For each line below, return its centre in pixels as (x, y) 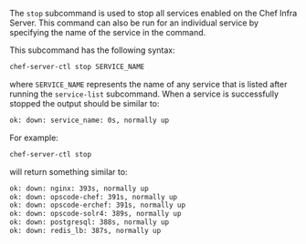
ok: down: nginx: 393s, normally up (79, 188)
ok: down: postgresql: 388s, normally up (90, 222)
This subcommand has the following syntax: (92, 50)
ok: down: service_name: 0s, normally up (90, 120)
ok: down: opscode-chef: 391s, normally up (94, 197)
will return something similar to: (69, 171)
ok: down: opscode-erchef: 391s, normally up (97, 205)
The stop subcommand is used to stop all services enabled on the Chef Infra (153, 13)
